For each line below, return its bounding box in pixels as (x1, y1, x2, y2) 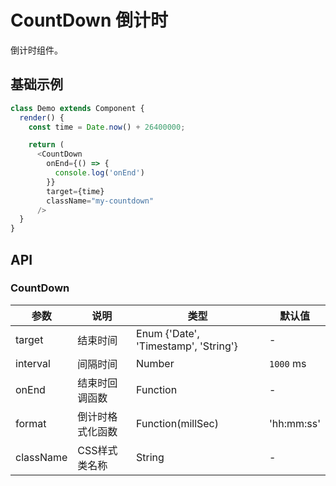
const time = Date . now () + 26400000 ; (28, 122, 186, 132)
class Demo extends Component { (10, 103, 145, 113)
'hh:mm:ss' (268, 416, 321, 430)
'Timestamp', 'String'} (136, 339, 238, 353)
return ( (28, 140, 65, 150)
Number (136, 356, 175, 370)
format (15, 416, 47, 430)
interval (15, 356, 51, 370)
